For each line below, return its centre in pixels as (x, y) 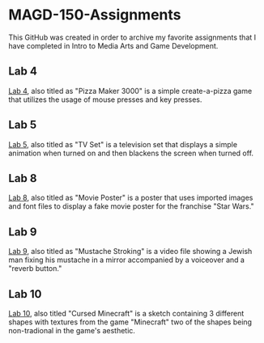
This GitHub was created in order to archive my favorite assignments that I (132, 37)
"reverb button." (35, 269)
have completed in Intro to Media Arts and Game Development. (113, 45)
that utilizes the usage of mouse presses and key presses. (105, 100)
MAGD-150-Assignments (95, 15)
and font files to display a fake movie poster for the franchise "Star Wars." (131, 206)
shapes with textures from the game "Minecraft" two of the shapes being (130, 322)
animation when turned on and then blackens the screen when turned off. (131, 153)
